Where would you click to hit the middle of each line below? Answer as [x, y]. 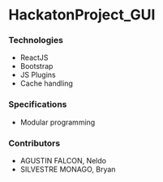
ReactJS [34, 57]
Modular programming [58, 122]
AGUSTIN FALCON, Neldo [63, 161]
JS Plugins [38, 75]
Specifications [38, 104]
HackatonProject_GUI [82, 15]
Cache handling [46, 83]
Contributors [34, 143]
